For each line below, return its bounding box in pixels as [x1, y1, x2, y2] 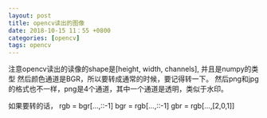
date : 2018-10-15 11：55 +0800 [8, 26, 112, 34]
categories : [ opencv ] [8, 33, 80, 42]
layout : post [8, 11, 52, 20]
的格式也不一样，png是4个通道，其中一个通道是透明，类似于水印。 [8, 85, 229, 94]
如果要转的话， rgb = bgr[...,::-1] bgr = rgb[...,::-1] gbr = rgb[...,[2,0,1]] [8, 101, 235, 111]
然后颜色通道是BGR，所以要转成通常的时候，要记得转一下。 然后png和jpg [17, 74, 259, 84]
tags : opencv [8, 41, 52, 49]
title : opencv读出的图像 [8, 19, 85, 27]
